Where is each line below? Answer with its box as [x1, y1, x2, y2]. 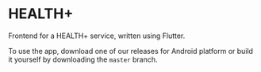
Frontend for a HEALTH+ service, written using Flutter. [8, 31, 186, 40]
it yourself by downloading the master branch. [8, 55, 158, 64]
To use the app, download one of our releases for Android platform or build [8, 46, 254, 55]
